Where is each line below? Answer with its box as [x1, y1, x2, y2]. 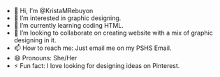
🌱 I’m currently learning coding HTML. [13, 22, 124, 29]
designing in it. [13, 36, 57, 44]
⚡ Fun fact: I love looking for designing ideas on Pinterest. [13, 62, 180, 69]
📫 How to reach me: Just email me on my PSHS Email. [13, 44, 172, 52]
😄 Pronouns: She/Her [13, 54, 78, 62]
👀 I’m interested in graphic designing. [13, 14, 122, 22]
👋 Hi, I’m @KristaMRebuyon [13, 7, 94, 15]
